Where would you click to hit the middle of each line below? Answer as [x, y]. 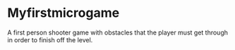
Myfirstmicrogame [64, 13]
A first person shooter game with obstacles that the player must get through [117, 32]
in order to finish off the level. [50, 39]
